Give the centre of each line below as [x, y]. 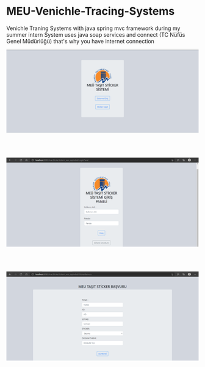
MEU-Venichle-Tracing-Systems [91, 11]
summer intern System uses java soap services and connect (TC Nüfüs [96, 34]
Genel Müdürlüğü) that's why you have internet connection [80, 41]
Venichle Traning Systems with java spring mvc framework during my [93, 28]
